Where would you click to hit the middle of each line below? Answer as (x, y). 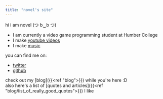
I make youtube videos (36, 40)
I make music (26, 45)
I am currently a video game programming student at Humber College (85, 35)
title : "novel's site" (29, 10)
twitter (19, 65)
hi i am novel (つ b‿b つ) (31, 25)
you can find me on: (26, 55)
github (19, 70)
